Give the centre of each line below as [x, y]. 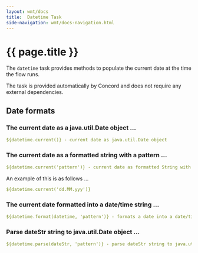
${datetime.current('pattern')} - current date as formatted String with [99, 167]
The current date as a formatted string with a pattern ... [87, 155]
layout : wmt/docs [27, 12]
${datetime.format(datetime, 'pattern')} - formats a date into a [89, 217]
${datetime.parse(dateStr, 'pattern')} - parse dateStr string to [89, 244]
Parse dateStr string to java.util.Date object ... [73, 232]
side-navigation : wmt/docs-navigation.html [60, 22]
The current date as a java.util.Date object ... [71, 128]
